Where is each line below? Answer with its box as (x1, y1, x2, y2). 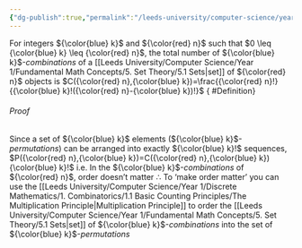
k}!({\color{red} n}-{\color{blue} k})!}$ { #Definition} (62, 85, 256, 96)
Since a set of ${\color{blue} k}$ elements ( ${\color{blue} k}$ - (9, 133, 243, 144)
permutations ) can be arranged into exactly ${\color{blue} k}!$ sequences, (9, 142, 288, 153)
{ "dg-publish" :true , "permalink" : (9, 13, 135, 22)
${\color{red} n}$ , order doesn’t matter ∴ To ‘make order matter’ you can (9, 171, 280, 182)
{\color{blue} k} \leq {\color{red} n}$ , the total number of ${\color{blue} (9, 47, 276, 58)
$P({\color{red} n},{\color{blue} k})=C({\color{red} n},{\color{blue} (9, 152, 258, 163)
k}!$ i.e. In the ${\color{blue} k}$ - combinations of (58, 162, 244, 173)
